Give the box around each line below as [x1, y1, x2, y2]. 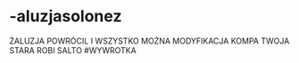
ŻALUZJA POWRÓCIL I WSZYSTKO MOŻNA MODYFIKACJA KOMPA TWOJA [9, 35, 290, 46]
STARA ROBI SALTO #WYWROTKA [9, 44, 137, 55]
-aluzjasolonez [9, 6, 122, 27]
